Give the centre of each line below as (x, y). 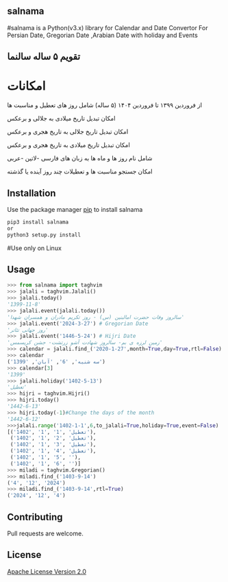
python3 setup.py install (44, 235)
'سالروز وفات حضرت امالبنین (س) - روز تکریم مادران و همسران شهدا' (96, 317)
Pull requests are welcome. (45, 533)
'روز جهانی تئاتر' (28, 330)
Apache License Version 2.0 (47, 571)
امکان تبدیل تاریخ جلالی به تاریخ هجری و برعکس (68, 132)
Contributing (35, 517)
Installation (31, 193)
